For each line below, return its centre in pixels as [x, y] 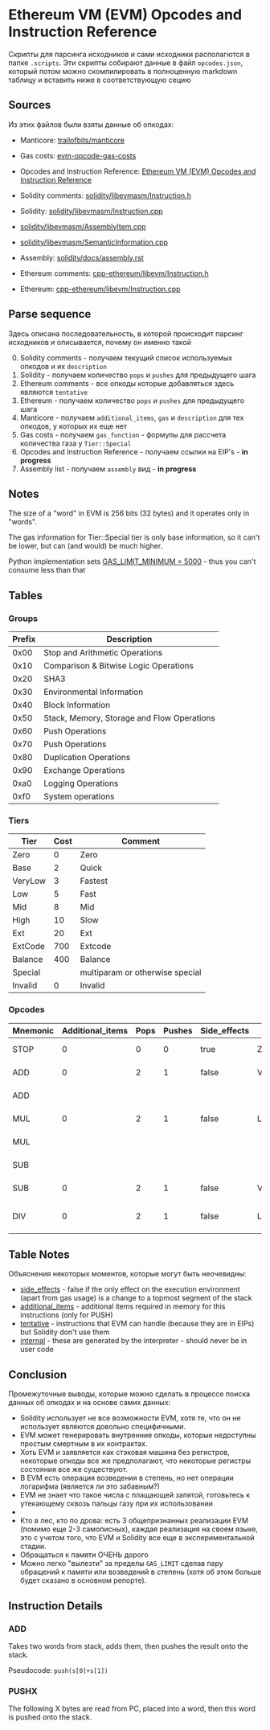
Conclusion [38, 1374]
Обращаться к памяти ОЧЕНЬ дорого [84, 1555]
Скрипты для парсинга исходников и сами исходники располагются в [129, 54]
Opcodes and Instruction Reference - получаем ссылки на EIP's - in [134, 451]
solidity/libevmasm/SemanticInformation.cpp [94, 242]
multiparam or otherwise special [141, 972]
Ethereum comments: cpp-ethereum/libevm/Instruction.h [114, 273]
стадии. [33, 1547]
